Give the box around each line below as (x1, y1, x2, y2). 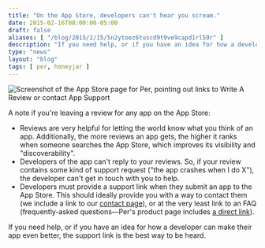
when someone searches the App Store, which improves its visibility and (19, 139, 256, 150)
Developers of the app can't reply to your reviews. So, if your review (19, 157, 242, 166)
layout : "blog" (8, 56, 58, 64)
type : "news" (8, 48, 51, 56)
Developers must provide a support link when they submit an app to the (19, 182, 252, 191)
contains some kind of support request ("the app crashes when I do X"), (19, 165, 255, 174)
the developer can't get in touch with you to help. (19, 173, 180, 183)
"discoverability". (19, 148, 76, 157)
